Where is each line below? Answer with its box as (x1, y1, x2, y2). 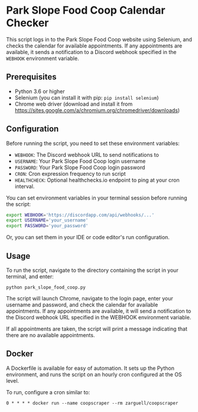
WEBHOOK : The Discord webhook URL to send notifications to (14, 151, 160, 158)
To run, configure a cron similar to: (6, 388, 90, 395)
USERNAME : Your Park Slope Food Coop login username (14, 157, 146, 164)
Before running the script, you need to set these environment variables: (6, 140, 180, 147)
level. (6, 377, 20, 384)
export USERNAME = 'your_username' (6, 217, 89, 223)
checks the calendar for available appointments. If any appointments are (6, 42, 183, 49)
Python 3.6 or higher (14, 87, 65, 95)
